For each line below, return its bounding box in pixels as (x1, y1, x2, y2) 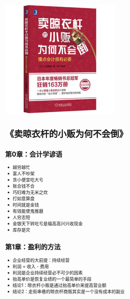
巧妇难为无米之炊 (12, 189, 48, 195)
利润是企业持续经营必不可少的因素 (12, 269, 83, 275)
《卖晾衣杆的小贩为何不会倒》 (5, 129, 128, 140)
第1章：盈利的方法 (5, 243, 61, 251)
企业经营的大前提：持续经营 (12, 257, 70, 263)
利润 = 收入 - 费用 (12, 263, 49, 269)
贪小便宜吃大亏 (12, 177, 43, 182)
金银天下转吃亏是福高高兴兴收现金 (12, 220, 83, 226)
